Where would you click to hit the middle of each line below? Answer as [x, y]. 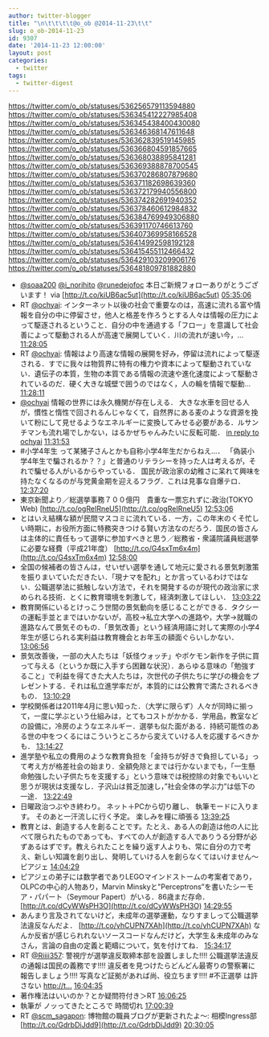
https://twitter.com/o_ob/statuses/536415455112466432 [102, 251]
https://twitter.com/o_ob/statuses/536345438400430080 [104, 123]
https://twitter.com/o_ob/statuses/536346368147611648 [102, 131]
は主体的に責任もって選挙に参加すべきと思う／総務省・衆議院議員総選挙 [139, 538]
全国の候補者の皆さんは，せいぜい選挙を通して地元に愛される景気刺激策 [139, 566]
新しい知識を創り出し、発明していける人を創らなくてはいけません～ [147, 856]
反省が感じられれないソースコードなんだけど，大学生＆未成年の [139, 935]
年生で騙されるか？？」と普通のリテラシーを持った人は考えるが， [141, 461]
